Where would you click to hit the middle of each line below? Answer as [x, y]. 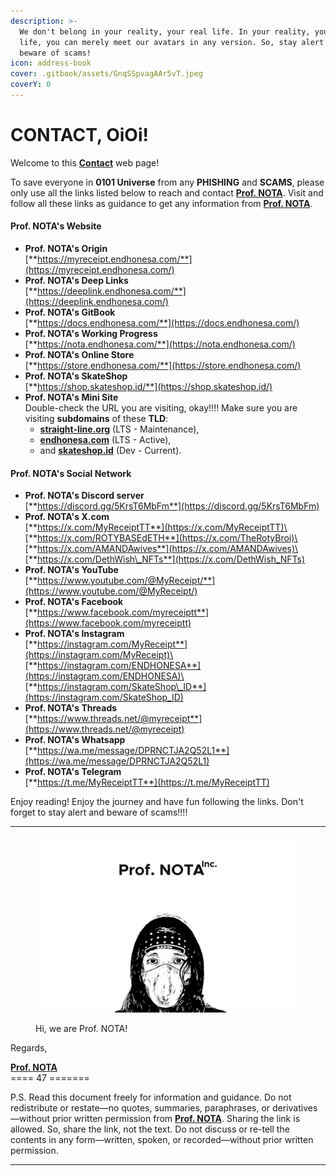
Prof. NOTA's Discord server [84, 496]
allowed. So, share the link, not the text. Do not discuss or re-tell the [150, 1129]
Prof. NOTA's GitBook [70, 312]
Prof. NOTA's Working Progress [91, 334]
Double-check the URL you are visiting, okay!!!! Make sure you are [161, 408]
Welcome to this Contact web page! [85, 162]
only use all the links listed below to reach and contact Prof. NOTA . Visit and [167, 192]
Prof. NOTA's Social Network [71, 473]
